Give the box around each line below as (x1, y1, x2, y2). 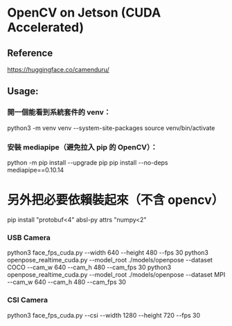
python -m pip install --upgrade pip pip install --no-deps (7, 158, 168, 167)
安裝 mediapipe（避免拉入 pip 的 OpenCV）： (7, 142, 158, 152)
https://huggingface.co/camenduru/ (7, 66, 109, 73)
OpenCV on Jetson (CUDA (7, 5, 161, 21)
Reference (7, 47, 53, 59)
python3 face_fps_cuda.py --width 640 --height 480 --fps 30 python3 (7, 248, 209, 257)
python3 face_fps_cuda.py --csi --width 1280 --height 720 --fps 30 (7, 311, 201, 319)
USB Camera (7, 233, 51, 242)
